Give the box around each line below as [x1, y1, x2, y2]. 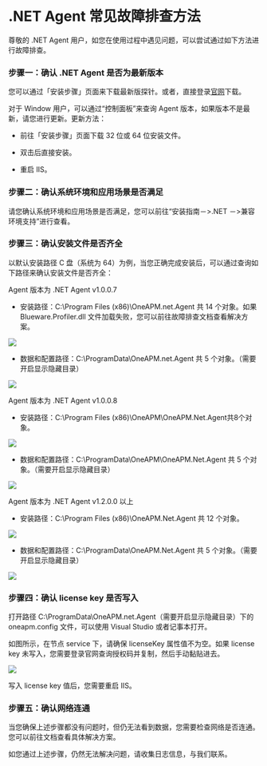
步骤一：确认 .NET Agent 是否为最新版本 [8, 67, 164, 78]
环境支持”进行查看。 [8, 216, 75, 226]
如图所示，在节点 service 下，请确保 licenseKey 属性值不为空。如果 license [8, 639, 255, 649]
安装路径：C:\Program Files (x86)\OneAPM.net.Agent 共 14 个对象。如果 [19, 301, 257, 312]
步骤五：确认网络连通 [8, 703, 90, 714]
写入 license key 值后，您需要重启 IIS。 [8, 681, 137, 691]
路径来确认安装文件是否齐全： [14, 268, 113, 277]
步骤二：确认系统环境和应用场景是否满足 [8, 187, 163, 198]
